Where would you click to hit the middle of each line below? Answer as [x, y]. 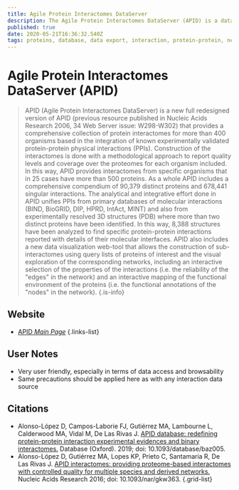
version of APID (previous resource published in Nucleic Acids [116, 118]
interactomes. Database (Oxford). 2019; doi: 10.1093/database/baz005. [122, 449]
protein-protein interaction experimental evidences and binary [108, 441]
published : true [31, 27]
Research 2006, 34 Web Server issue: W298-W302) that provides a [124, 126]
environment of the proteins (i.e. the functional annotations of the [121, 285]
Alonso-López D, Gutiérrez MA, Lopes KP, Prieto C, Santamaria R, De [119, 456]
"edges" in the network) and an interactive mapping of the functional [126, 277]
